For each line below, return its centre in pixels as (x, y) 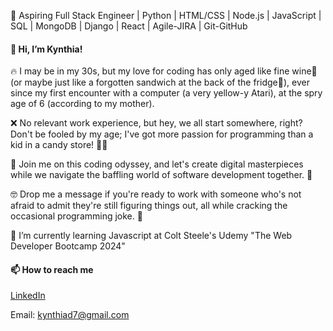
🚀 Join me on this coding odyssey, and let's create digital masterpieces (157, 164)
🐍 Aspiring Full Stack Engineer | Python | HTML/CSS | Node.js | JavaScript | (166, 15)
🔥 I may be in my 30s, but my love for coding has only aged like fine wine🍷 (164, 71)
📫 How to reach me (52, 269)
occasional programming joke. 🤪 (76, 216)
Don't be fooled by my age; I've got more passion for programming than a (162, 134)
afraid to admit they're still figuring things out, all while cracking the (149, 206)
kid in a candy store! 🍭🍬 (59, 145)
